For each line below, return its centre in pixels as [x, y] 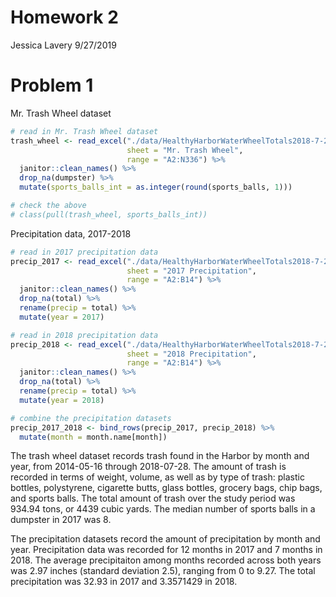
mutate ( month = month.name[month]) [93, 437]
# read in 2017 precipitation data [84, 252]
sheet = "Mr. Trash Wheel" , [185, 150]
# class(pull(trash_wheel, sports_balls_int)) [109, 214]
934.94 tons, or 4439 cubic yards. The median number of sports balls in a [163, 509]
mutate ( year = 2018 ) [62, 400]
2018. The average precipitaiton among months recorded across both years [166, 560]
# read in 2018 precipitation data [84, 335]
